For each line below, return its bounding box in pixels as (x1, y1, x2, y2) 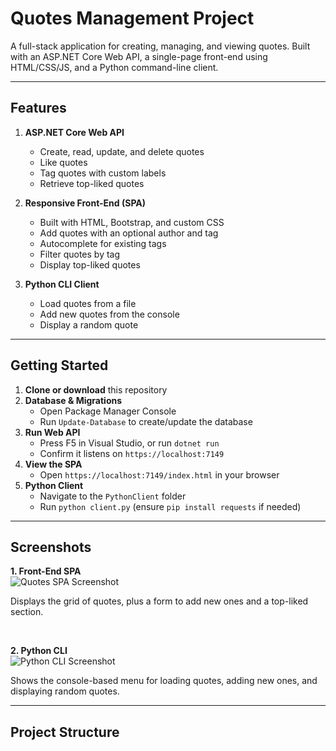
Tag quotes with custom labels (39, 167, 167, 179)
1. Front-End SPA (10, 565, 82, 577)
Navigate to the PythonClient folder (39, 490, 187, 502)
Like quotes (39, 156, 88, 168)
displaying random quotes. (10, 685, 120, 697)
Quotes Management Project (10, 7, 255, 30)
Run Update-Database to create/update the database (39, 415, 253, 427)
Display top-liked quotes (39, 258, 141, 271)
